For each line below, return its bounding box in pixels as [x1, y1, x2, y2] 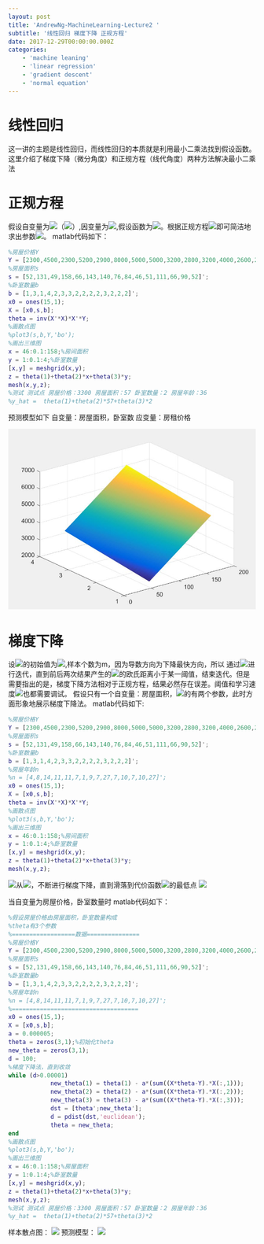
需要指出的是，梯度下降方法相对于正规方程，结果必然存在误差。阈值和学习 [8, 679, 249, 688]
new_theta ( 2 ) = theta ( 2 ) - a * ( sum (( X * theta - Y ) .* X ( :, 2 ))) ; [49, 1088, 244, 1096]
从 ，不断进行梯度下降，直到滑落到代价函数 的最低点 [16, 880, 197, 889]
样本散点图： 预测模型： [8, 1227, 96, 1237]
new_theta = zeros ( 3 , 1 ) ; [8, 1047, 90, 1054]
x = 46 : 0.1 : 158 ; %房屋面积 [8, 1163, 89, 1171]
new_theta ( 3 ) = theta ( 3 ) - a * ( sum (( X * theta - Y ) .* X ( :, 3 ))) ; [49, 1096, 244, 1105]
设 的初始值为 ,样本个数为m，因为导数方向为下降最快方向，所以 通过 [8, 659, 241, 669]
